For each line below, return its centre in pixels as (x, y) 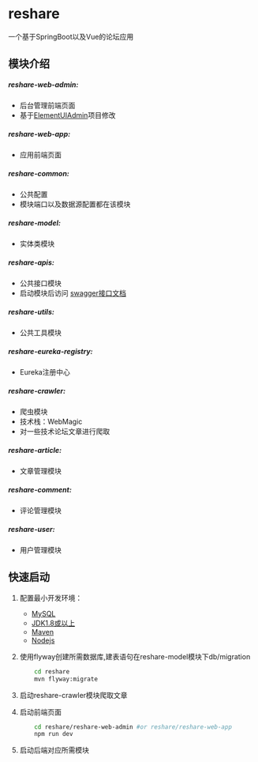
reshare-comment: (40, 489)
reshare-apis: (32, 262)
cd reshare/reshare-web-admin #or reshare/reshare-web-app (133, 727)
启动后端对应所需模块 (54, 750)
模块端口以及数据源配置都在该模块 (75, 204)
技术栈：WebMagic (51, 422)
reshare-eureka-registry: (50, 351)
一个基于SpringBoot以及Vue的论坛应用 (71, 36)
